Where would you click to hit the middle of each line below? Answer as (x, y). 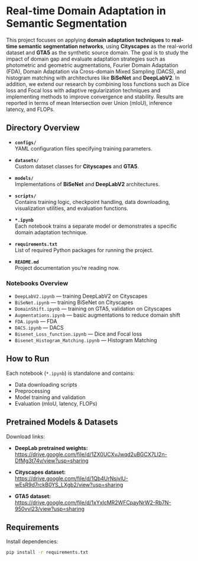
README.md (27, 262)
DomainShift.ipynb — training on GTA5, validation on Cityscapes (93, 309)
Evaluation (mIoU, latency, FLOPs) (56, 403)
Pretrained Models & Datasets (62, 422)
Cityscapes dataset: (40, 472)
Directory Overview (43, 128)
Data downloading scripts (46, 384)
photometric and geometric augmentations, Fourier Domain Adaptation (92, 65)
